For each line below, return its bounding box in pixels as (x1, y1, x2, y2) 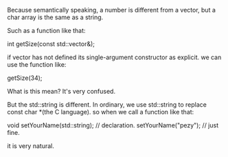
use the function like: (7, 61, 67, 68)
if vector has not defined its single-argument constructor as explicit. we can (7, 53, 222, 61)
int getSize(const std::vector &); (7, 40, 95, 48)
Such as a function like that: (7, 27, 86, 34)
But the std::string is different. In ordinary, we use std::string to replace (7, 101, 207, 109)
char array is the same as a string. (7, 13, 104, 21)
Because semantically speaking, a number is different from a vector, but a (7, 6, 216, 14)
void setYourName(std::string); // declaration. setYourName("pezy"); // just (7, 121, 219, 129)
